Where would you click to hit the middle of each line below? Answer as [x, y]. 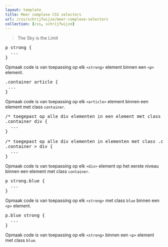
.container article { [32, 82]
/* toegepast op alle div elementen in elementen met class [80, 142]
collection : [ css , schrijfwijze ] [40, 24]
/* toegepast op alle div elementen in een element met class [83, 116]
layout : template [23, 10]
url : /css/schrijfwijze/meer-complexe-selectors [57, 19]
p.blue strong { [25, 215]
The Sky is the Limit [38, 38]
